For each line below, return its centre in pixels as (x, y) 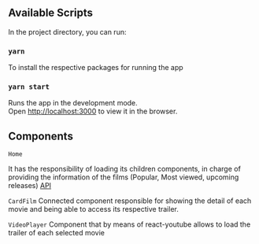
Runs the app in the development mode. (73, 103)
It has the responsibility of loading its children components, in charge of (125, 169)
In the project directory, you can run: (67, 31)
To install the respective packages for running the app (96, 68)
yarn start (29, 87)
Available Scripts (50, 13)
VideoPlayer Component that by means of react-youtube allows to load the (129, 224)
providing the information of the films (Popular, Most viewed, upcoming (124, 177)
